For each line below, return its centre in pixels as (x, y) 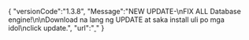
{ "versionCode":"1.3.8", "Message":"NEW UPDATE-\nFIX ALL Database (125, 11)
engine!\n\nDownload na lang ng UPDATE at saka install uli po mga (116, 20)
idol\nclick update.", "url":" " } (56, 28)
